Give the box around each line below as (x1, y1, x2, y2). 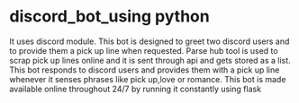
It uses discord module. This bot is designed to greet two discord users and (9, 36, 290, 47)
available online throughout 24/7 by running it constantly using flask (9, 83, 262, 94)
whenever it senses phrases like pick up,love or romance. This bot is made (9, 73, 286, 84)
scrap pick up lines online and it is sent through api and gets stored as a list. (9, 55, 291, 65)
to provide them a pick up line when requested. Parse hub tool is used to (9, 45, 278, 56)
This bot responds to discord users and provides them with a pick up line (9, 64, 280, 75)
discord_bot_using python (9, 6, 210, 27)
